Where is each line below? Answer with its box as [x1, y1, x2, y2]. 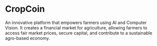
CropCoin [5, 3, 45, 15]
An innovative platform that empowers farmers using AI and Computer [5, 20, 147, 25]
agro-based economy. [5, 35, 50, 41]
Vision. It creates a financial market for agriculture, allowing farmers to [5, 24, 148, 30]
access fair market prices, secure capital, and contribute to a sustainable [5, 30, 153, 36]
